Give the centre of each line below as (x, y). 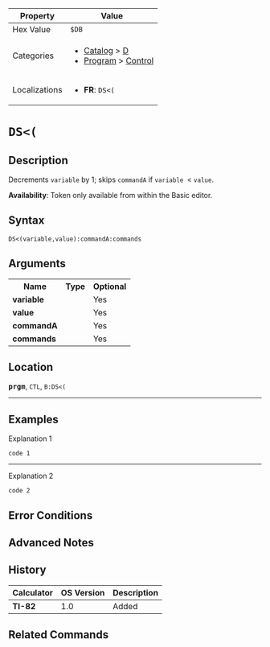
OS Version (83, 592)
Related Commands (59, 635)
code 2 (19, 491)
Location (31, 367)
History (27, 570)
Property (37, 16)
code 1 (19, 454)
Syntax (27, 220)
